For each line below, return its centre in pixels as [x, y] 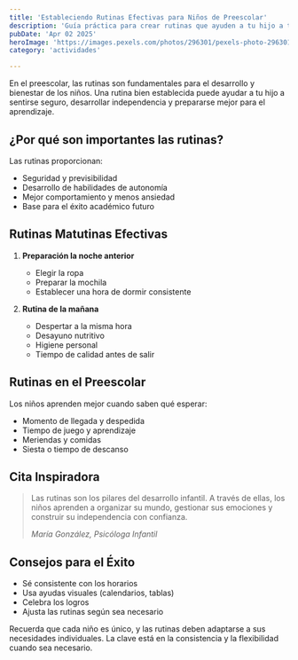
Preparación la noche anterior [78, 255]
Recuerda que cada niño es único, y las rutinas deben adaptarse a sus [137, 629]
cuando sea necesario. [51, 648]
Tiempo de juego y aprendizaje [78, 430]
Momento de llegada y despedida [83, 420]
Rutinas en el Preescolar [78, 382]
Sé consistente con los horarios [80, 584]
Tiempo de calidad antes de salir [95, 354]
